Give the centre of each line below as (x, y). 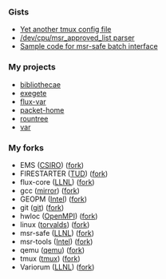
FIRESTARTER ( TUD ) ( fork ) (64, 173)
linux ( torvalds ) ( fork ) (55, 224)
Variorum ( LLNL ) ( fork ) (57, 267)
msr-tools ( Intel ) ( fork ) (56, 241)
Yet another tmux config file (65, 30)
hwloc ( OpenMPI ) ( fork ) (59, 216)
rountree (34, 118)
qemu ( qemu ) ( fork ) (52, 249)
